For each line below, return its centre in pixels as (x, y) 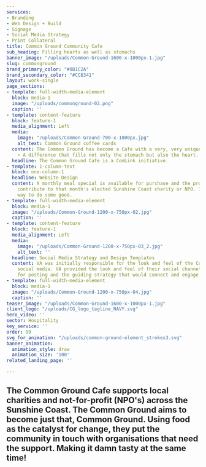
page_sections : (26, 87)
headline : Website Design (45, 178)
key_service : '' (27, 326)
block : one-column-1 (38, 172)
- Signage (19, 29)
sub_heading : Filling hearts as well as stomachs (71, 52)
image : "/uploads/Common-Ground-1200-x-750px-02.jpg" (82, 212)
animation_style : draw (41, 349)
